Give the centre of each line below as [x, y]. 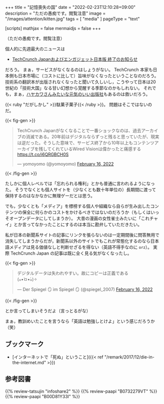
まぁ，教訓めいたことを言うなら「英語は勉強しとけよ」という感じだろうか [80, 321]
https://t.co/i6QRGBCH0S [43, 154]
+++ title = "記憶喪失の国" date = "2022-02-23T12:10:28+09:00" [70, 7]
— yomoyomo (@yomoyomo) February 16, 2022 [65, 164]
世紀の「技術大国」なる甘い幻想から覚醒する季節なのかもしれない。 [74, 88]
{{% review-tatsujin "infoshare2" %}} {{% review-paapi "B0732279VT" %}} [81, 391]
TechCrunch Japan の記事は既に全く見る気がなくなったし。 [71, 253]
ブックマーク [24, 344]
